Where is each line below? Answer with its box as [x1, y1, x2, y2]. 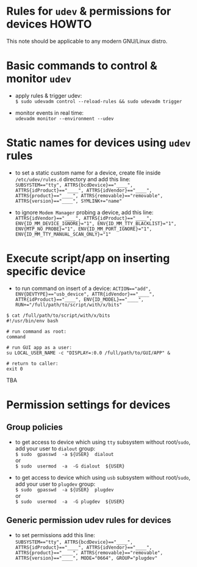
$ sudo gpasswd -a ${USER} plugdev [15, 486, 114, 493]
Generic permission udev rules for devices [6, 515, 172, 525]
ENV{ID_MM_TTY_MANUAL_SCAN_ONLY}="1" [15, 231, 112, 237]
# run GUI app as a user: [6, 344, 72, 350]
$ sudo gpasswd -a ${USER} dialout [15, 451, 114, 457]
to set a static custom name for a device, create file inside [15, 169, 161, 176]
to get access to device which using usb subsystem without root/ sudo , [15, 474, 191, 481]
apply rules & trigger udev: [15, 92, 82, 99]
